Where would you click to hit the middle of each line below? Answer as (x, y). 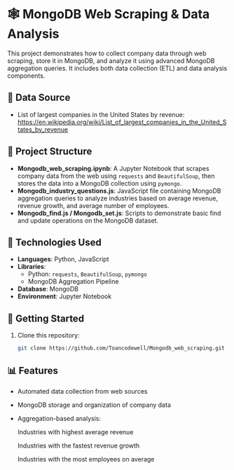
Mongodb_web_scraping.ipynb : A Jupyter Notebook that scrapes (113, 168)
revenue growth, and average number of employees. (93, 205)
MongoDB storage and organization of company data (94, 405)
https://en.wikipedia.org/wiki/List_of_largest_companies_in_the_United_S (122, 122)
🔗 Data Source (39, 98)
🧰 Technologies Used (54, 242)
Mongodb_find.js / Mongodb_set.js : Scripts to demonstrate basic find (119, 213)
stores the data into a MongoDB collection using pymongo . (99, 183)
